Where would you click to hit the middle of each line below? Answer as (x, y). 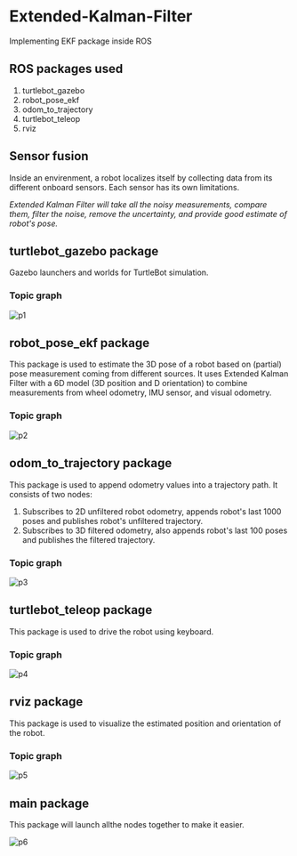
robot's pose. (33, 223)
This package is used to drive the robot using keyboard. (112, 631)
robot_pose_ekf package (79, 343)
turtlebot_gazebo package (84, 251)
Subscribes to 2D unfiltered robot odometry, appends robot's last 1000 (152, 511)
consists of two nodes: (51, 494)
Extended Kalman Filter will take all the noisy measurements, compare (138, 204)
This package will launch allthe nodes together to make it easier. (127, 824)
